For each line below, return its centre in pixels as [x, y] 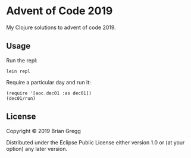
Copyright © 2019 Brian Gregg [44, 131]
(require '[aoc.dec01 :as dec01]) [49, 93]
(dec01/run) [21, 98]
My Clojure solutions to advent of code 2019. [61, 27]
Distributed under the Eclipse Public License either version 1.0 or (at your [95, 142]
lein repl [18, 71]
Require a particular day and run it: [48, 82]
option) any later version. [37, 148]
